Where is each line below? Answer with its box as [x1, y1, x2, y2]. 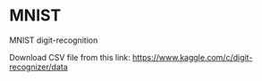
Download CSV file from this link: [9, 52, 131, 62]
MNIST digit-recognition [9, 35, 98, 45]
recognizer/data [9, 61, 69, 72]
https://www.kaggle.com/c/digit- [132, 52, 253, 62]
